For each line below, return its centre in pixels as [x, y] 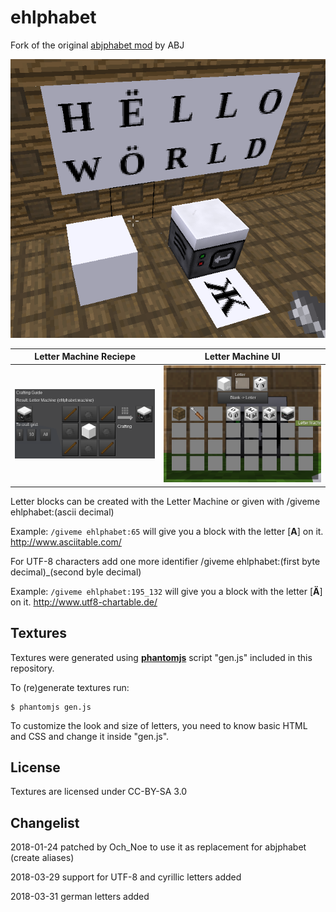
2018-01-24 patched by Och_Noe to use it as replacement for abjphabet [158, 847]
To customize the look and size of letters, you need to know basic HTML [159, 725]
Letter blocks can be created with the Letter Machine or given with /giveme [165, 501]
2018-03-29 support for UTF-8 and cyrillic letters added [126, 877]
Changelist [45, 822]
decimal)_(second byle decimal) [76, 572]
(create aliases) [42, 858]
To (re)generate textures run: [70, 687]
